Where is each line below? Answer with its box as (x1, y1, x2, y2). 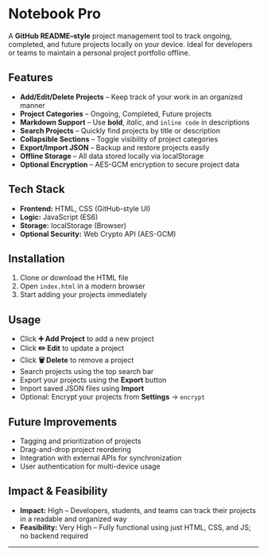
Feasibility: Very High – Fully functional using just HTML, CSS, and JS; (19, 522, 252, 532)
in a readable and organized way (19, 514, 127, 523)
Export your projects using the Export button (19, 375, 167, 385)
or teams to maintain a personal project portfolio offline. (8, 48, 191, 57)
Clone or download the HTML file (19, 273, 129, 283)
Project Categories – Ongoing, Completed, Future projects (19, 109, 212, 118)
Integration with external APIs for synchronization (19, 454, 182, 462)
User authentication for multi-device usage (19, 461, 161, 471)
